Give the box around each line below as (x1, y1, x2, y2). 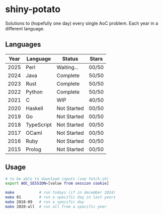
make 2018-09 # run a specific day (5, 199, 85, 205)
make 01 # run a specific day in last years (5, 195, 116, 200)
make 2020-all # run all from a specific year (5, 204, 107, 209)
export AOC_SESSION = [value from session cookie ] (5, 181, 109, 186)
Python (26, 88, 43, 95)
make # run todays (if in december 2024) (5, 190, 116, 195)
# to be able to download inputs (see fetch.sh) (5, 176, 109, 181)
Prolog (26, 145, 42, 152)
